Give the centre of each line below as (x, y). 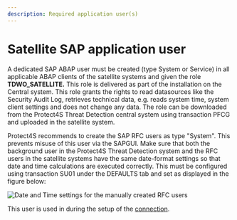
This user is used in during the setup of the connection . (89, 209)
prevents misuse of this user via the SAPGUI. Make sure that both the (109, 143)
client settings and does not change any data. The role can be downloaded (117, 107)
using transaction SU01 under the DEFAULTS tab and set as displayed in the (118, 173)
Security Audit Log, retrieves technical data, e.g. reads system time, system (118, 99)
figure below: (27, 181)
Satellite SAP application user (97, 49)
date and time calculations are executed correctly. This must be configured (117, 166)
